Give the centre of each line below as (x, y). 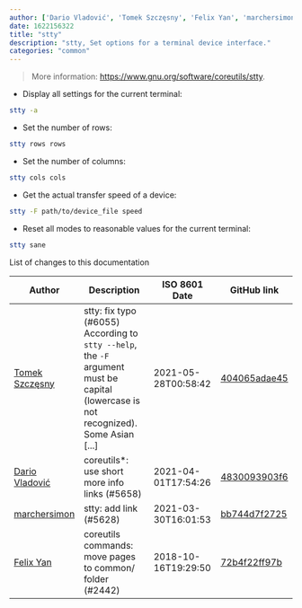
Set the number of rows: (67, 128)
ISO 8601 (182, 284)
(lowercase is (112, 401)
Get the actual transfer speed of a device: (99, 195)
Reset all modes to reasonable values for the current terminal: (137, 228)
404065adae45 (254, 378)
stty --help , (111, 344)
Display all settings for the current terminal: (102, 94)
